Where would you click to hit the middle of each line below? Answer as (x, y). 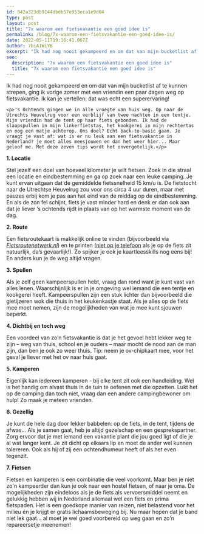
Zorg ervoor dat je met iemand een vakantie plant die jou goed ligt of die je (100, 437)
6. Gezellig (20, 412)
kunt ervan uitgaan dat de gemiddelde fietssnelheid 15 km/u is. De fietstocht (101, 183)
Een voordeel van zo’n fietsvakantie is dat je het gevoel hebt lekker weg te (99, 338)
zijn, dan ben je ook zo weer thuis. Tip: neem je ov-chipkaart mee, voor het (100, 351)
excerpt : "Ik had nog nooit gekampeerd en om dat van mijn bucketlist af (102, 52)
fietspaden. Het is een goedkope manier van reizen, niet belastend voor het (100, 505)
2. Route (17, 227)
